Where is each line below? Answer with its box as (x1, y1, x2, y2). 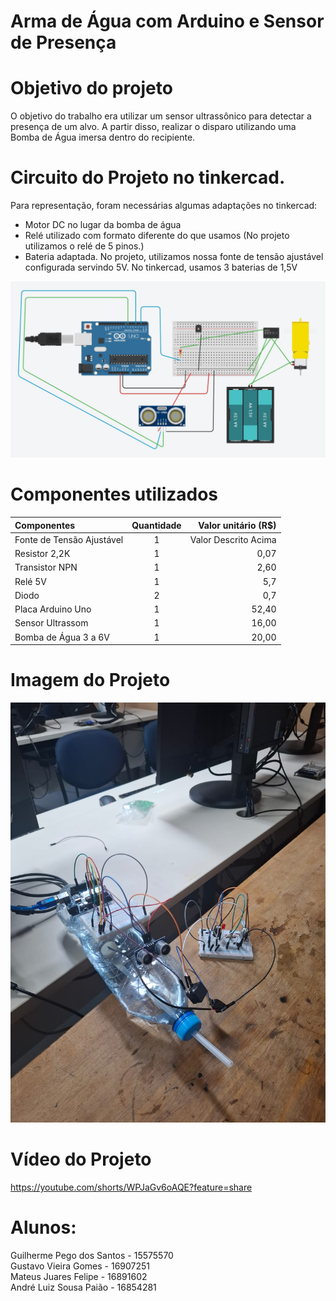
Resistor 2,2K (14, 548, 71, 560)
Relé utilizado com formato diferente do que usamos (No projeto (24, 230, 290, 242)
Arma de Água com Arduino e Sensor (10, 10, 325, 33)
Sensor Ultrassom (14, 617, 89, 629)
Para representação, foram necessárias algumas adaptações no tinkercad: (10, 200, 318, 212)
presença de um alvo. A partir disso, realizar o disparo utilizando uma (10, 121, 297, 133)
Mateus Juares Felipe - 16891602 (10, 1270, 148, 1282)
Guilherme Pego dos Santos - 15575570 (10, 1249, 174, 1261)
